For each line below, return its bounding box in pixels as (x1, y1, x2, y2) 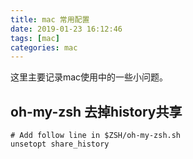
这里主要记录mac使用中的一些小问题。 (10, 71, 169, 83)
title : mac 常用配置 (10, 14, 90, 25)
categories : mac (10, 42, 78, 53)
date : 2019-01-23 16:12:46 (10, 24, 123, 34)
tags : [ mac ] (10, 33, 60, 43)
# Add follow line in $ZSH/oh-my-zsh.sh (10, 131, 182, 141)
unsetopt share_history (10, 139, 110, 150)
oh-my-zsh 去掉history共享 (10, 103, 183, 120)
